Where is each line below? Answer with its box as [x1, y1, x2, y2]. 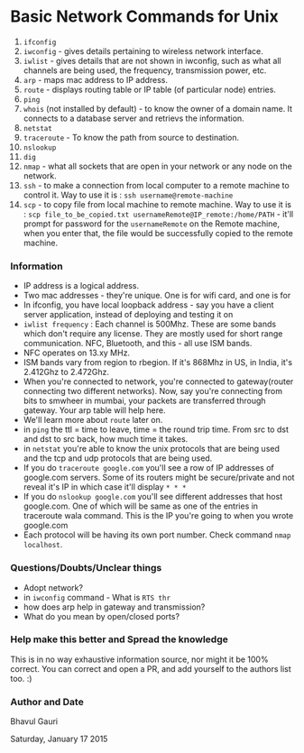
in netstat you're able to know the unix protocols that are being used [23, 444, 281, 455]
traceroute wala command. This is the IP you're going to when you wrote [23, 510, 294, 521]
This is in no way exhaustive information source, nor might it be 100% [10, 654, 269, 665]
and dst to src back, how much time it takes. [23, 434, 189, 445]
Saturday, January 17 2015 [10, 733, 108, 745]
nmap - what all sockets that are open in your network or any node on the [23, 161, 292, 171]
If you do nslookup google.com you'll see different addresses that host [23, 491, 283, 502]
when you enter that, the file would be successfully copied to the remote [23, 227, 294, 238]
